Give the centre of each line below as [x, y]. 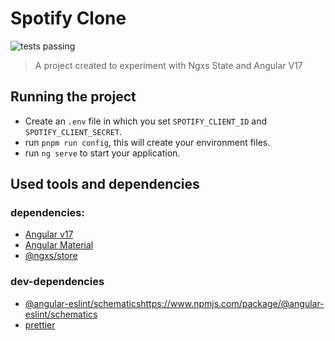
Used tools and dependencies [105, 184]
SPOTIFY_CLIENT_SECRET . [73, 131]
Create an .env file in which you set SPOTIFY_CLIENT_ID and [146, 121]
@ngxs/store [51, 256]
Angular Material [59, 245]
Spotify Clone [68, 18]
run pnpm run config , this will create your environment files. [147, 142]
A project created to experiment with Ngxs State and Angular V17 [168, 65]
